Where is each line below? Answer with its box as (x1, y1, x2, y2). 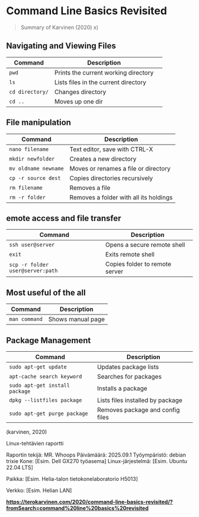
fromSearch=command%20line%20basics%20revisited (6, 505, 149, 512)
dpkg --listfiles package (9, 397, 82, 403)
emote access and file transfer (6, 213, 121, 223)
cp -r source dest (9, 175, 61, 181)
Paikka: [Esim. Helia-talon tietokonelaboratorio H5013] (6, 476, 138, 482)
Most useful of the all (6, 287, 86, 297)
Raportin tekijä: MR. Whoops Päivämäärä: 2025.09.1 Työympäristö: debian (6, 451, 187, 458)
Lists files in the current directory (54, 78, 147, 86)
